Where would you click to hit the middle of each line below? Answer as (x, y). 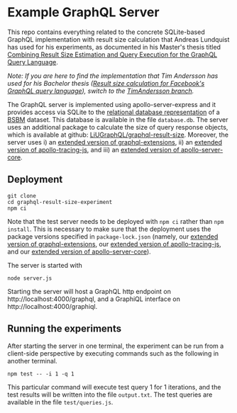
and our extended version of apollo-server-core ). (79, 251)
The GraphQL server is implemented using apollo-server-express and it (112, 104)
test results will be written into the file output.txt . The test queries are (110, 395)
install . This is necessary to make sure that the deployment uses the (109, 229)
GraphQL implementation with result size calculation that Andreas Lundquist (118, 39)
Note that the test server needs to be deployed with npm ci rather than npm (116, 221)
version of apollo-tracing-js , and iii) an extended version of (93, 149)
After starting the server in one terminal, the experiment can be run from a (116, 346)
